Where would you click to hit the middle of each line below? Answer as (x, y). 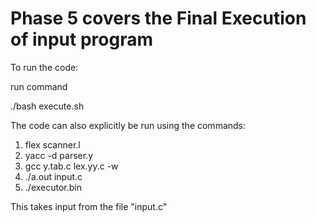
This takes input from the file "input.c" (89, 206)
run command (39, 86)
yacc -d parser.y (59, 155)
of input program (81, 39)
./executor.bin (53, 187)
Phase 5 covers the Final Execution (158, 18)
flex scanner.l (52, 144)
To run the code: (44, 67)
